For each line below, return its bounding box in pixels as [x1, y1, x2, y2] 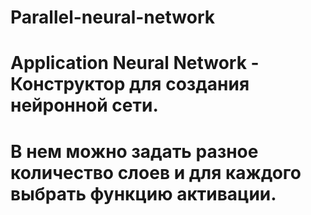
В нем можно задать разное [10, 140, 259, 163]
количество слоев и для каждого [10, 161, 302, 184]
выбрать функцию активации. [10, 182, 277, 205]
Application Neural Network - [10, 52, 260, 75]
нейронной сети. [10, 94, 159, 117]
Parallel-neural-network [10, 6, 215, 29]
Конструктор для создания [10, 73, 250, 96]
